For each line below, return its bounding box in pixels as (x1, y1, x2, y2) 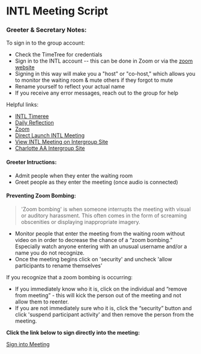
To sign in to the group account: (6, 39, 85, 46)
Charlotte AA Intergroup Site (14, 144, 85, 152)
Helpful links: (6, 101, 39, 108)
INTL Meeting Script (6, 4, 109, 18)
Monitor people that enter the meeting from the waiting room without (14, 230, 185, 237)
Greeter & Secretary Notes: (6, 26, 87, 34)
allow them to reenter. (14, 298, 69, 305)
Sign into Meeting (6, 340, 50, 347)
